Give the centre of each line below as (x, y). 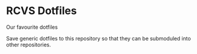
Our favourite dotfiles (32, 27)
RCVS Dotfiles (41, 11)
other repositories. (29, 45)
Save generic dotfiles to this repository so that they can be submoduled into (98, 38)
